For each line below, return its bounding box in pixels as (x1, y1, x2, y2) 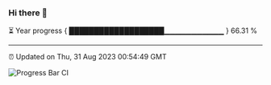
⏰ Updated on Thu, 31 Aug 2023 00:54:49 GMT (8, 52, 167, 62)
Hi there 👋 (8, 7, 48, 18)
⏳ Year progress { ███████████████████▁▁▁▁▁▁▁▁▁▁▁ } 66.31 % (8, 26, 258, 35)
